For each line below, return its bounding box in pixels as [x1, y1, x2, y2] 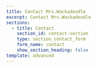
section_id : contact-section [17, 31, 89, 37]
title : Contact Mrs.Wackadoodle [6, 8, 86, 15]
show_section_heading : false [17, 47, 89, 53]
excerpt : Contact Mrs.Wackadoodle [6, 14, 92, 20]
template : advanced [6, 53, 54, 59]
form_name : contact [17, 42, 65, 48]
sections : [6, 20, 31, 25]
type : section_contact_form [17, 36, 86, 42]
